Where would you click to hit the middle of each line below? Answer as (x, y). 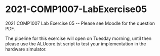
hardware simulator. (26, 49)
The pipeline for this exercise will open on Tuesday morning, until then (78, 38)
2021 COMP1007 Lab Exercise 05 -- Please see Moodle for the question (80, 23)
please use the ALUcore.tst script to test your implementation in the (76, 43)
